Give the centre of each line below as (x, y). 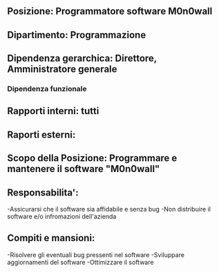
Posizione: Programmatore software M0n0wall (110, 11)
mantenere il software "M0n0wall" (84, 169)
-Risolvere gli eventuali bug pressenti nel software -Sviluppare (96, 254)
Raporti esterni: (41, 134)
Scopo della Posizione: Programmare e (92, 158)
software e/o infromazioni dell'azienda (62, 216)
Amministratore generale (62, 69)
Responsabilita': (43, 192)
